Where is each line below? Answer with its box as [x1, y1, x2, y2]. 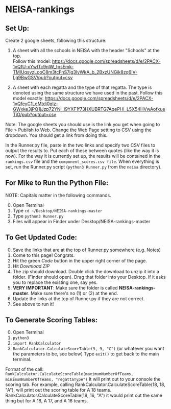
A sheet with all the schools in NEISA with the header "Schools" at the [12, 47, 160, 53]
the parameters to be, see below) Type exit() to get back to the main [12, 351, 159, 357]
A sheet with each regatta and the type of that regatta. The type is [12, 84, 152, 90]
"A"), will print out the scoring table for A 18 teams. [5, 387, 111, 393]
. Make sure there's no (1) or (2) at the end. [28, 290, 118, 296]
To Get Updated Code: [5, 233, 78, 242]
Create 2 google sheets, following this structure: [5, 37, 107, 43]
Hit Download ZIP [12, 263, 50, 269]
